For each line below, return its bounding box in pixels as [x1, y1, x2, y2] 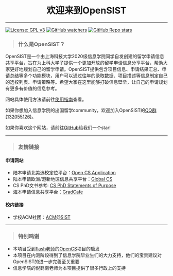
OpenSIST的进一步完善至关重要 [12, 258, 80, 265]
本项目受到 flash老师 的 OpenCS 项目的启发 [12, 245, 100, 252]
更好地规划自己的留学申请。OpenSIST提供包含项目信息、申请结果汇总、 [9, 66, 162, 72]
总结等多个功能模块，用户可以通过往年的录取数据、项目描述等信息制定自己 [9, 72, 168, 79]
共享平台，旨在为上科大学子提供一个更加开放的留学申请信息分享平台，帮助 [5, 60, 163, 66]
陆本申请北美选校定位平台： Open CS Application [12, 170, 116, 176]
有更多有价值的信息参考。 [5, 85, 60, 91]
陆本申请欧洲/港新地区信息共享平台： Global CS [12, 176, 113, 182]
